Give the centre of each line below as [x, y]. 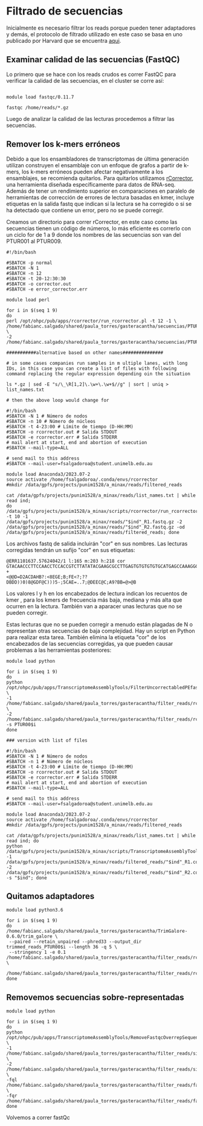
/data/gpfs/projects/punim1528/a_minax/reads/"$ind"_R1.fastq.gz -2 [94, 522]
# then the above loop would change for [58, 400]
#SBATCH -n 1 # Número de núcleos [50, 761]
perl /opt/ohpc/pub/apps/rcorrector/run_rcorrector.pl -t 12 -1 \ [92, 321]
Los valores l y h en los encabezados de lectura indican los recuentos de [97, 593]
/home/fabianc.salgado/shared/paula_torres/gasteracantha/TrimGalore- [97, 931]
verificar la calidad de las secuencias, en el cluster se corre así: [85, 80]
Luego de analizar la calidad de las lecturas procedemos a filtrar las [90, 118]
